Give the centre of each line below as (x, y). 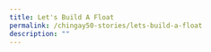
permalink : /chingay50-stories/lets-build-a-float (106, 26)
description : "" (40, 33)
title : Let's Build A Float (62, 17)
